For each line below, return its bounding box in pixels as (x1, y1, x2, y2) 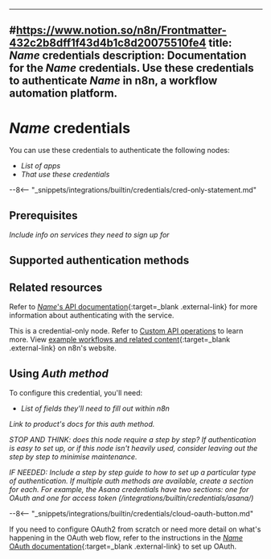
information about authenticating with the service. (9, 311, 175, 321)
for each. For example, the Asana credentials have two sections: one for (9, 485, 249, 495)
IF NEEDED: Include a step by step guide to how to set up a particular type (9, 468, 257, 478)
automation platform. (9, 86, 118, 101)
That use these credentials (20, 170, 110, 180)
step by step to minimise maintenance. (9, 452, 138, 462)
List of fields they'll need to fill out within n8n (20, 404, 170, 413)
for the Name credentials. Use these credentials (9, 61, 254, 75)
